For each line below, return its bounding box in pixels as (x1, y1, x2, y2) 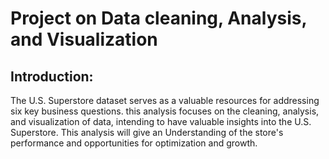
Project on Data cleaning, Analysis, (10, 7, 307, 30)
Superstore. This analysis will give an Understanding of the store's (10, 127, 284, 138)
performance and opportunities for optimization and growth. (10, 137, 258, 149)
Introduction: (10, 68, 94, 85)
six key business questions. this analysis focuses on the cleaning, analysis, (10, 105, 320, 117)
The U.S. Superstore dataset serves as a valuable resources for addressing (10, 95, 320, 106)
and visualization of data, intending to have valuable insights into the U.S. (10, 116, 312, 127)
